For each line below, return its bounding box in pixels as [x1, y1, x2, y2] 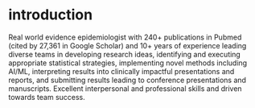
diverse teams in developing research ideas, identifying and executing [8, 49, 241, 59]
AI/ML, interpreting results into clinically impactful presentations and [8, 66, 235, 76]
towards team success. [8, 92, 86, 102]
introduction [8, 6, 93, 24]
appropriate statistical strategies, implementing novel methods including [8, 58, 248, 68]
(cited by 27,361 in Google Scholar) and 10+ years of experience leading [8, 40, 247, 50]
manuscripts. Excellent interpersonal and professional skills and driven [8, 83, 243, 93]
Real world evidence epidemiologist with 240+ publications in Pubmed [8, 32, 242, 42]
